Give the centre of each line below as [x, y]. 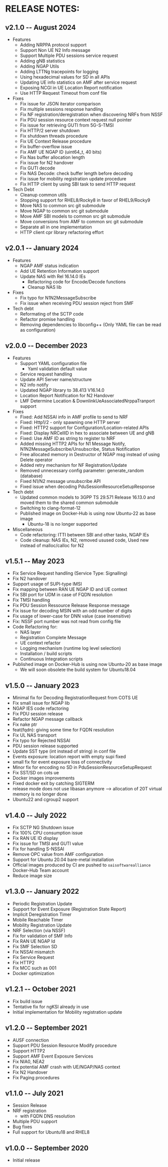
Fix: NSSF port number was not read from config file [67, 622]
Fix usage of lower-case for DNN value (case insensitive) [71, 616]
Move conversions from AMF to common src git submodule [81, 222]
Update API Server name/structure [56, 379]
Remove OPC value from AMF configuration [58, 854]
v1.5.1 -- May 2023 [35, 561]
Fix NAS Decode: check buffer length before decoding [76, 173]
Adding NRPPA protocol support [53, 45]
